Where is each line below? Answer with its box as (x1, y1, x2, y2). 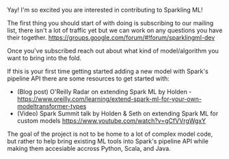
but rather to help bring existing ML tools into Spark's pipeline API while (7, 137, 209, 145)
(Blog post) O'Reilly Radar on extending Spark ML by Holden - (16, 88, 192, 96)
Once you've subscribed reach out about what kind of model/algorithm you (7, 47, 219, 55)
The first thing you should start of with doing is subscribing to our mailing (7, 19, 214, 27)
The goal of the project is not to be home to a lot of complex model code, (7, 130, 213, 138)
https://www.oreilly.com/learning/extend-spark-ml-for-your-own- (16, 95, 202, 103)
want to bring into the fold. (7, 54, 82, 62)
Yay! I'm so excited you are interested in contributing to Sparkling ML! (7, 6, 203, 14)
